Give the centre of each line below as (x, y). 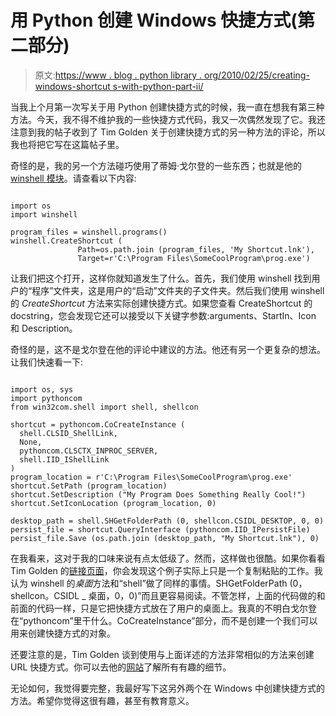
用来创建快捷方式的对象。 (63, 633)
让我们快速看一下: (47, 362)
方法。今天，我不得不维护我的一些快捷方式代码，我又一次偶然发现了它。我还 (168, 119)
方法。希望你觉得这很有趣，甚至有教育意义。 (102, 700)
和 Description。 (44, 328)
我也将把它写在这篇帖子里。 (67, 144)
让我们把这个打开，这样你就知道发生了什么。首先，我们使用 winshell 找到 (161, 278)
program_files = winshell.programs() (89, 232)
